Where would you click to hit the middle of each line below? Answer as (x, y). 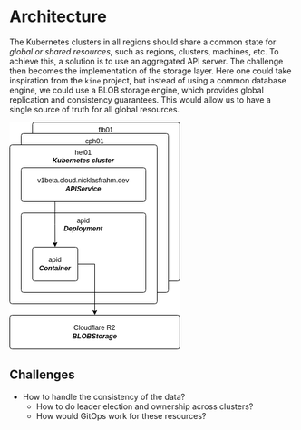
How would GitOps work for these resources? (121, 415)
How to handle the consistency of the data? (104, 396)
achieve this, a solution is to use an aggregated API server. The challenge (146, 61)
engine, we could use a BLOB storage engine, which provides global (137, 90)
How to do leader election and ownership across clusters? (145, 406)
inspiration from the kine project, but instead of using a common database (148, 80)
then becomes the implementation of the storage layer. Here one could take (150, 71)
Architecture (58, 17)
